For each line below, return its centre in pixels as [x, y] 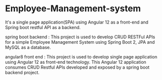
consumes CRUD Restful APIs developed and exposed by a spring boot [77, 67]
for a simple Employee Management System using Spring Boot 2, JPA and [80, 42]
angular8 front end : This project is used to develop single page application [81, 56]
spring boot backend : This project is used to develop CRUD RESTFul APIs [80, 37]
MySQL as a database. [28, 47]
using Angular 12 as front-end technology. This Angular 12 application [76, 62]
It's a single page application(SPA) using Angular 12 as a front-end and [77, 22]
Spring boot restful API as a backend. [43, 27]
